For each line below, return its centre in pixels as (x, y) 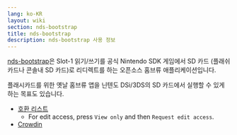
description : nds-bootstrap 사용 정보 (62, 40)
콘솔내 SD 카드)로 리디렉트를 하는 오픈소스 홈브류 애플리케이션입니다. (121, 70)
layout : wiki (27, 20)
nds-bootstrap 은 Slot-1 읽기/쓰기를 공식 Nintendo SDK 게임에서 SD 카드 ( (110, 61)
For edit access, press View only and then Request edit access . (121, 117)
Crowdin (30, 124)
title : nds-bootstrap (39, 34)
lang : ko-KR (25, 14)
